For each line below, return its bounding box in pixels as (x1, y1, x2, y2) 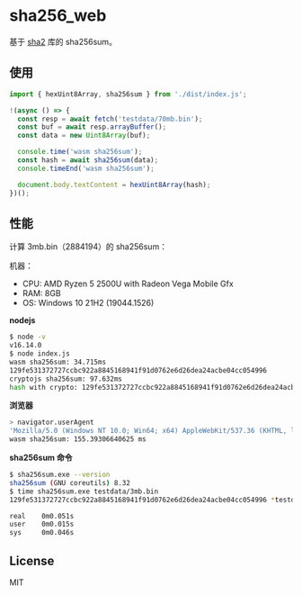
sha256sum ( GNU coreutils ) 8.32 (9, 478, 130, 487)
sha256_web (9, 5, 107, 26)
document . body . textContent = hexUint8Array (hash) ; (17, 180, 211, 189)
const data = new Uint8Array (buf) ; (17, 131, 151, 140)
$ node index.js (9, 349, 70, 358)
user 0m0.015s (9, 519, 75, 529)
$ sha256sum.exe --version (9, 470, 111, 480)
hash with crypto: (9, 383, 78, 392)
